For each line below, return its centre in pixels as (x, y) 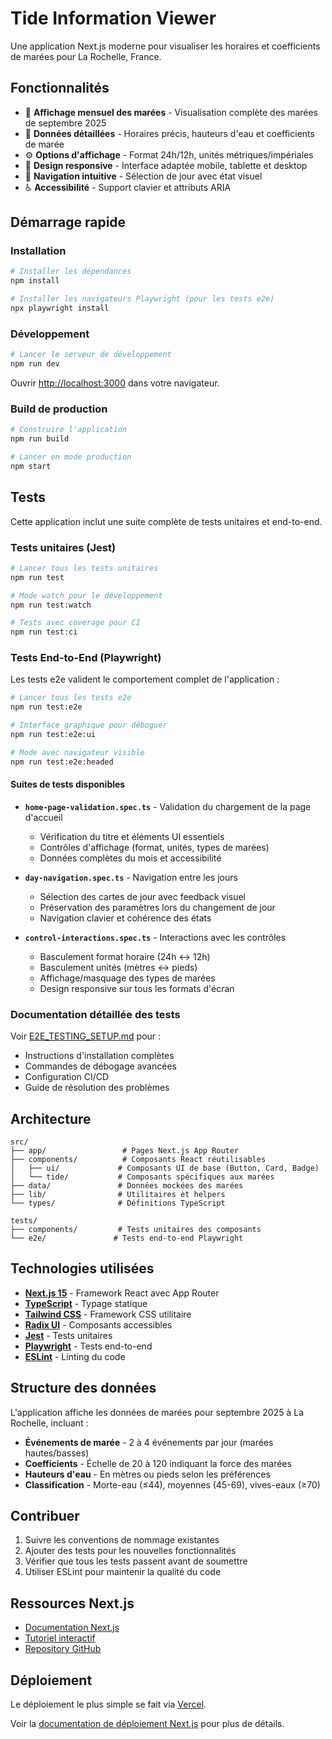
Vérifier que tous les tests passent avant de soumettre (136, 1561)
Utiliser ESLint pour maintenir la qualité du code (123, 1572)
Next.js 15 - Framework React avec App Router (122, 1293)
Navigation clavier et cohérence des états (125, 918)
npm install (35, 281)
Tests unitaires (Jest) (63, 547)
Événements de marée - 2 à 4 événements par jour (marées (149, 1442)
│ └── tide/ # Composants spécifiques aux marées (142, 1177)
